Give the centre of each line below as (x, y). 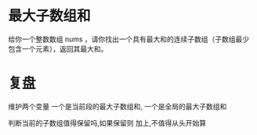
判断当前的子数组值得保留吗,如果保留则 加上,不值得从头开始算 (107, 123)
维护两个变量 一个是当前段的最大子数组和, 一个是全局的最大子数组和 (118, 106)
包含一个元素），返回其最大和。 (58, 48)
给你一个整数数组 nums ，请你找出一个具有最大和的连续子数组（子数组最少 (129, 39)
